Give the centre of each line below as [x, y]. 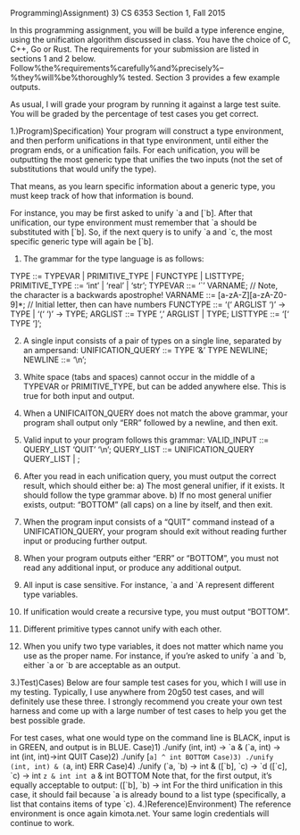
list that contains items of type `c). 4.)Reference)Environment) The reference [151, 804]
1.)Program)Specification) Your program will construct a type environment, [147, 131]
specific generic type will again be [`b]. [82, 241]
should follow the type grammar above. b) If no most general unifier [147, 495]
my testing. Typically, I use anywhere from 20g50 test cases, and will [137, 692]
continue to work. [42, 823]
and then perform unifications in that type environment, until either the [139, 141]
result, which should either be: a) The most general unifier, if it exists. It [154, 486]
